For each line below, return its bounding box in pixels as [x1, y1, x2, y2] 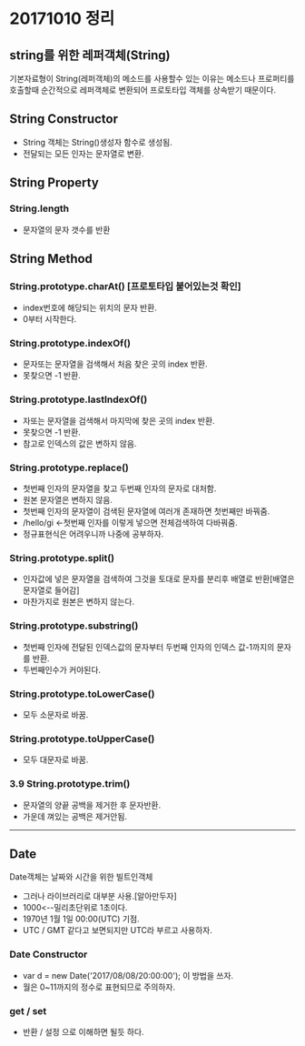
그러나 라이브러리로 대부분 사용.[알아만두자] [22, 890, 177, 901]
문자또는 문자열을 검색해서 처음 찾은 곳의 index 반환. [22, 358, 208, 369]
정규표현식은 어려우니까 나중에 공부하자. [22, 528, 164, 539]
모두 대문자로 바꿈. [22, 754, 89, 765]
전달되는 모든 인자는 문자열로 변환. [22, 147, 144, 159]
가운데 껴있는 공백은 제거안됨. [22, 810, 128, 821]
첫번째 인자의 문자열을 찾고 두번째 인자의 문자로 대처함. [22, 483, 217, 494]
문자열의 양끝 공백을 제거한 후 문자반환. [22, 800, 162, 810]
